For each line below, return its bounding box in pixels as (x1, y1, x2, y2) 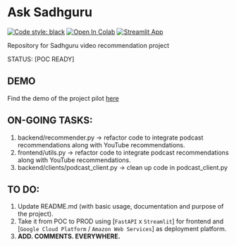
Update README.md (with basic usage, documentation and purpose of (17, 202, 224, 211)
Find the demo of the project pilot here (7, 94, 120, 102)
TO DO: (7, 183, 40, 195)
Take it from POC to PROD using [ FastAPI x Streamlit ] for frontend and (17, 217, 224, 226)
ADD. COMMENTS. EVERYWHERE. (17, 232, 121, 240)
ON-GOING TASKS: (7, 114, 93, 127)
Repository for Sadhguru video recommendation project (7, 41, 170, 49)
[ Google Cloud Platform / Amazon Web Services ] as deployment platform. (17, 225, 227, 233)
